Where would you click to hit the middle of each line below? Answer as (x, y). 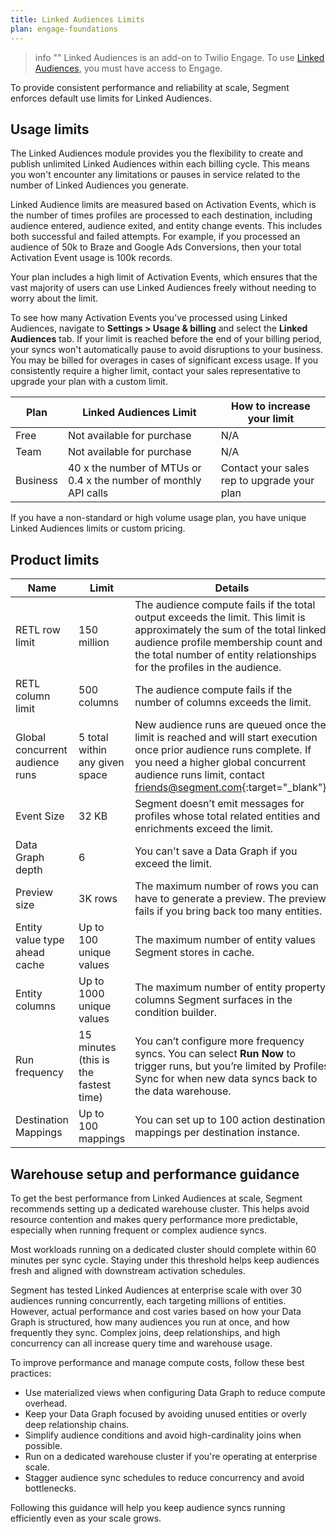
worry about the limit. (54, 298)
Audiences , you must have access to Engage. (128, 68)
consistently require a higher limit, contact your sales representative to (155, 371)
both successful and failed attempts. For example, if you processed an (155, 237)
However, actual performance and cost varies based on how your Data (156, 1311)
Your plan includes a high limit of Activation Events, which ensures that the (164, 277)
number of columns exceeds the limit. (223, 703)
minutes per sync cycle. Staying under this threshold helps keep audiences (165, 1260)
